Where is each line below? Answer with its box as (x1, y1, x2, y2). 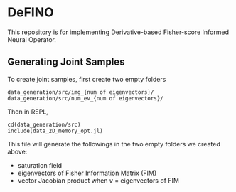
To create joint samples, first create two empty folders (7, 75, 166, 83)
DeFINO (7, 4, 55, 21)
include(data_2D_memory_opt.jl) (7, 127, 103, 134)
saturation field (17, 161, 63, 169)
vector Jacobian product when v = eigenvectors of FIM (17, 176, 180, 185)
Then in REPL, (7, 107, 48, 116)
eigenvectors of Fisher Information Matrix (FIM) (17, 169, 157, 177)
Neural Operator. (7, 35, 57, 43)
